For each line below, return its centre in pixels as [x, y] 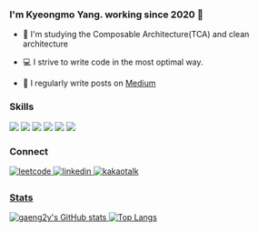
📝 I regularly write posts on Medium [89, 83]
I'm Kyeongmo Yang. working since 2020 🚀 [107, 15]
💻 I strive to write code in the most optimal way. [113, 62]
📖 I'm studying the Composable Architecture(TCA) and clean [136, 35]
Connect [29, 151]
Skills [22, 106]
